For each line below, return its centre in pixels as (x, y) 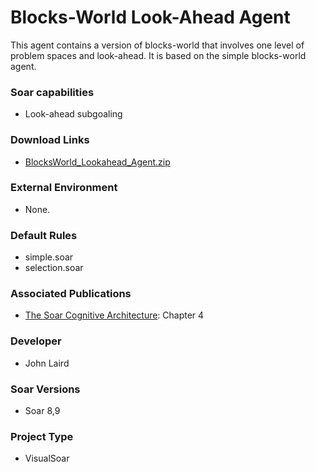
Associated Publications (71, 294)
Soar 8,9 (42, 411)
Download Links (50, 140)
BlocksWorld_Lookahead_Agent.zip (97, 162)
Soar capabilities (52, 92)
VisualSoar (47, 458)
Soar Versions (45, 389)
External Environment (64, 188)
